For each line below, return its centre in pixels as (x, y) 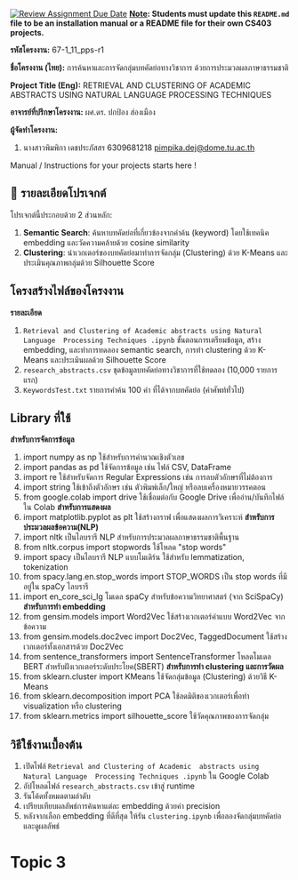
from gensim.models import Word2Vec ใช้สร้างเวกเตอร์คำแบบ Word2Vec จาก (154, 617)
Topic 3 (38, 863)
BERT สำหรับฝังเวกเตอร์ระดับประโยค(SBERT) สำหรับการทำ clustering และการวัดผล (153, 667)
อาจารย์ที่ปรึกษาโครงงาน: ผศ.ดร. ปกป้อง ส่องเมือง (83, 112)
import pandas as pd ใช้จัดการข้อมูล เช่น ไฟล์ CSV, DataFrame (127, 468)
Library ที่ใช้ (40, 418)
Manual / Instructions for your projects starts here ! (103, 165)
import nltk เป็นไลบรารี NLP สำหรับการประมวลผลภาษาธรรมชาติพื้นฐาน (131, 537)
